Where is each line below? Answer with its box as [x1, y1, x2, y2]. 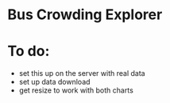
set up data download [18, 77, 91, 87]
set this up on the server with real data [18, 69, 145, 78]
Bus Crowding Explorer [7, 6, 163, 24]
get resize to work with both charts [18, 85, 134, 95]
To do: [7, 42, 50, 61]
